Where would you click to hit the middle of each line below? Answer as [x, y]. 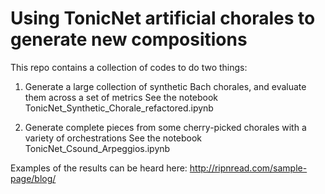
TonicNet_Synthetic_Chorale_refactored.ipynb [119, 108]
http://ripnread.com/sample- [248, 168]
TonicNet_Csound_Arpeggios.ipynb [97, 148]
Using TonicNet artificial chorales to [163, 18]
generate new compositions [129, 39]
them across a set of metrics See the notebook [121, 97]
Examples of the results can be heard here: [99, 168]
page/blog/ [33, 178]
